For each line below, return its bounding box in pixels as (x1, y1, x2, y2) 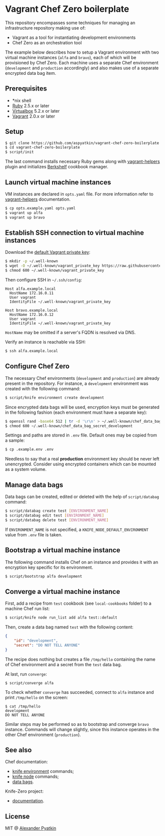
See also (5, 745, 32, 754)
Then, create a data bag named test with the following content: (5, 624, 134, 630)
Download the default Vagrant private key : (5, 249, 91, 255)
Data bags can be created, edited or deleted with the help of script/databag (5, 494, 160, 500)
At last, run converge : (5, 671, 48, 677)
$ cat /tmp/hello (5, 704, 41, 709)
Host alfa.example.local (5, 286, 56, 291)
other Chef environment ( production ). (5, 732, 81, 738)
